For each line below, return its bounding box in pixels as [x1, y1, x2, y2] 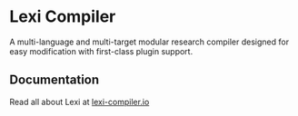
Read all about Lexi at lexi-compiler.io [9, 96, 150, 107]
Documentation [9, 72, 100, 88]
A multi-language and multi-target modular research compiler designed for [9, 36, 289, 47]
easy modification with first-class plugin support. [9, 45, 194, 56]
